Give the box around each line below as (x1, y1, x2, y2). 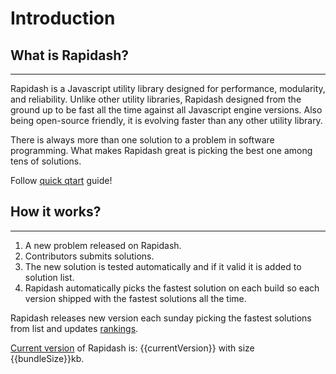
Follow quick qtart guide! (10, 175, 113, 186)
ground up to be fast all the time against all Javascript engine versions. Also (10, 104, 323, 116)
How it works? (10, 203, 102, 221)
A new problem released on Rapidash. (24, 239, 182, 251)
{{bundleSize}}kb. (10, 352, 85, 364)
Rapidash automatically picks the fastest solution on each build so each (24, 282, 320, 294)
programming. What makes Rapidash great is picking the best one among (10, 145, 313, 156)
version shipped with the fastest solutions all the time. (24, 292, 247, 304)
